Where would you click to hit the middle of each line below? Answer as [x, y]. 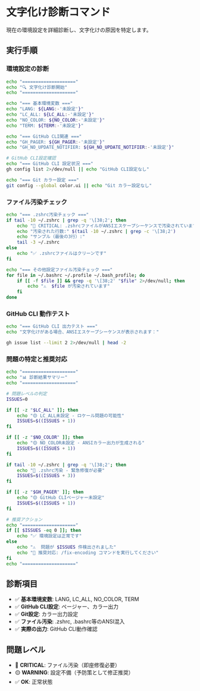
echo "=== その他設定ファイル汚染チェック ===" [60, 270]
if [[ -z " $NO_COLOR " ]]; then [45, 438]
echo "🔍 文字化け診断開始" [37, 87]
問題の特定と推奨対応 [37, 359]
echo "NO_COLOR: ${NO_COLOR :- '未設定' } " [56, 120]
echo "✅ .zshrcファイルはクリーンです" [62, 254]
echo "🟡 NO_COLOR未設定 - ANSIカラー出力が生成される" [81, 443]
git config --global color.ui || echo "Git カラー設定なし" [79, 185]
